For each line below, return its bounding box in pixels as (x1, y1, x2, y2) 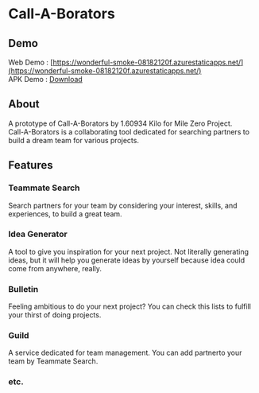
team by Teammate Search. (8, 356, 99, 366)
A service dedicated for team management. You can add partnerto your (8, 348, 242, 358)
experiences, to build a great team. (8, 208, 122, 219)
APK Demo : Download (8, 75, 83, 84)
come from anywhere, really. (8, 263, 102, 273)
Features (8, 158, 53, 172)
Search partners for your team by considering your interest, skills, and (8, 200, 238, 210)
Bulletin (8, 283, 39, 294)
